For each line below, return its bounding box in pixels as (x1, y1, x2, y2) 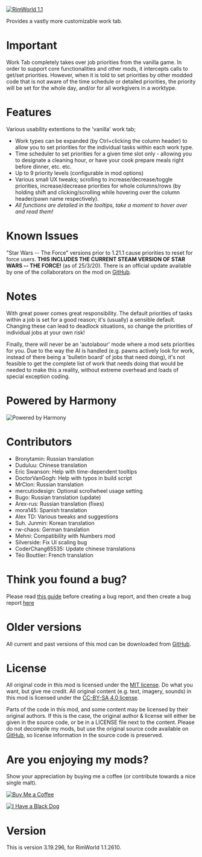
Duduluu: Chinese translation (14, 461, 87, 469)
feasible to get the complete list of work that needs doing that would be (6, 360, 184, 367)
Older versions (6, 620, 82, 634)
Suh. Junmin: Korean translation (14, 519, 95, 526)
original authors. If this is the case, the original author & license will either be (6, 712, 196, 720)
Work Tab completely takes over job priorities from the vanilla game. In (6, 58, 182, 66)
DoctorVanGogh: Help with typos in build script (14, 474, 133, 481)
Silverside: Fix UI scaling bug (14, 538, 87, 546)
